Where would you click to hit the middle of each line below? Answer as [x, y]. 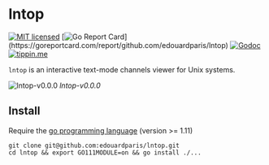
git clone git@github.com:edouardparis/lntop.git [94, 145]
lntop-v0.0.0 [80, 85]
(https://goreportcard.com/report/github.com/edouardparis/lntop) [119, 45]
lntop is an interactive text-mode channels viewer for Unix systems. [122, 69]
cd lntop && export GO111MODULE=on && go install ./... [105, 152]
